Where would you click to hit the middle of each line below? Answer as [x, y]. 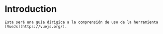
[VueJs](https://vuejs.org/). [36, 26]
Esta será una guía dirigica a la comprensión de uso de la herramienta [81, 22]
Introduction [31, 9]
